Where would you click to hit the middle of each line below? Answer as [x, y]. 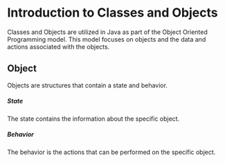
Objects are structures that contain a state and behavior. [88, 85]
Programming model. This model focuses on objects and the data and [107, 39]
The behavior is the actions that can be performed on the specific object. [111, 152]
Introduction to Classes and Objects [112, 13]
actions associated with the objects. [58, 46]
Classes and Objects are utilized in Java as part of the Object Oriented [107, 32]
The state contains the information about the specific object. [93, 119]
